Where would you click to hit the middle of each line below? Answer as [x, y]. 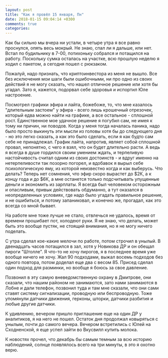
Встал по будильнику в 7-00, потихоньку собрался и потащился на [77, 54]
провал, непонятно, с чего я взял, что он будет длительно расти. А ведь [83, 147]
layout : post [19, 10]
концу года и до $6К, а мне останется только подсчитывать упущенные [82, 179]
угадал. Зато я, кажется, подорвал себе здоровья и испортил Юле [77, 90]
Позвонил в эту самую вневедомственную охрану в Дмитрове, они [78, 277]
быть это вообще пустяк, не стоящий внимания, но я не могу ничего [79, 226]
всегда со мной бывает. [31, 206]
